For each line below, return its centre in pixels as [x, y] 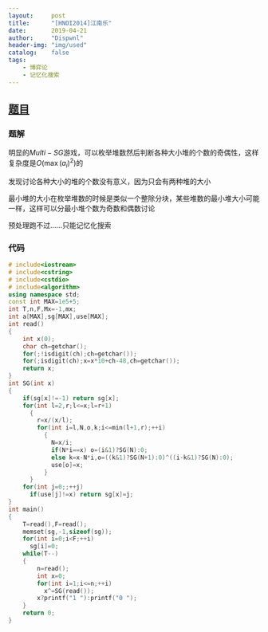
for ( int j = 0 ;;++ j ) [53, 487]
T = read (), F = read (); [55, 524]
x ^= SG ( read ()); [69, 591]
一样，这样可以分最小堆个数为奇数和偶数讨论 [82, 208]
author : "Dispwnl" [46, 38]
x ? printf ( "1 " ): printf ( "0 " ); [87, 599]
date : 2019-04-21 [48, 30]
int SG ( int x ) [32, 383]
